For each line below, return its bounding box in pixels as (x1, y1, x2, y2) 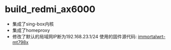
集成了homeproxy (12, 27, 50, 33)
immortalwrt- (138, 33, 166, 39)
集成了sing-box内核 (12, 21, 54, 27)
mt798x (12, 39, 29, 45)
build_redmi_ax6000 (5, 4, 96, 15)
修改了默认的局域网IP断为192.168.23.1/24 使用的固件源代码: (12, 33, 137, 39)
